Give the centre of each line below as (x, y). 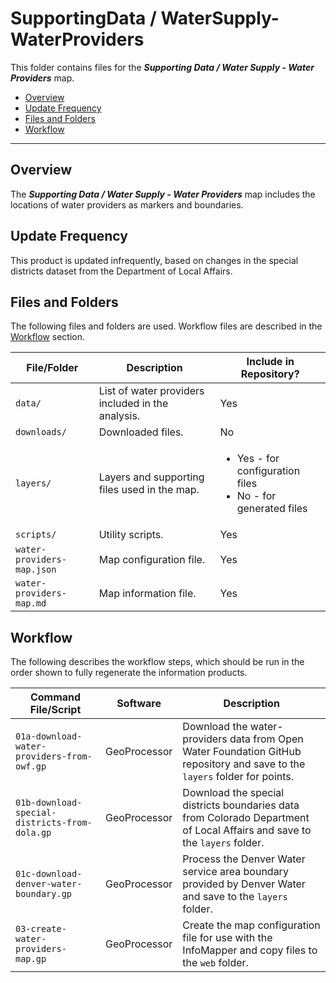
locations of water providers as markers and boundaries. (127, 204)
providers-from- (54, 756)
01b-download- (49, 803)
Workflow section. (47, 337)
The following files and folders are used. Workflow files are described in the (166, 326)
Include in (270, 362)
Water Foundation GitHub (242, 752)
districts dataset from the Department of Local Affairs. (121, 271)
